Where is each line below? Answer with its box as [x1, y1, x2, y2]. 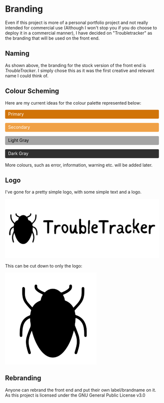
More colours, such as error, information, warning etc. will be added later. [5, 162, 153, 168]
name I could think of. [5, 72, 49, 79]
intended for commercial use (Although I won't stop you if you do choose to [5, 24, 157, 30]
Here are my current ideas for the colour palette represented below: [5, 100, 142, 106]
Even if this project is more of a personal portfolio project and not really [5, 20, 148, 25]
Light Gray [8, 137, 29, 143]
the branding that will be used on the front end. [5, 35, 100, 41]
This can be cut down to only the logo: [5, 263, 82, 269]
